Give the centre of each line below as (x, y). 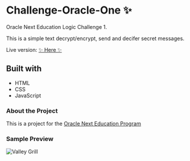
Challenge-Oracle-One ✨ (69, 10)
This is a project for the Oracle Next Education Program (74, 124)
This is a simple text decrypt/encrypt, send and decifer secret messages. (95, 38)
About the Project (32, 111)
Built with (24, 69)
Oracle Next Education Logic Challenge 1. (57, 27)
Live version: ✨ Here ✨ (34, 50)
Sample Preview (30, 139)
